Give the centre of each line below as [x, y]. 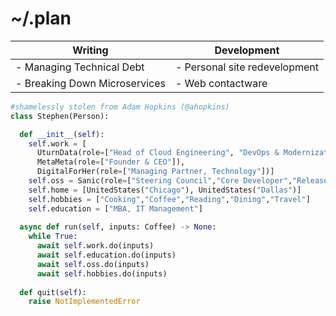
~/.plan [41, 18]
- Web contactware [221, 83]
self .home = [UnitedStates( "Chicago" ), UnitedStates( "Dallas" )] [165, 190]
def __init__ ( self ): [62, 134]
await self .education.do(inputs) [106, 255]
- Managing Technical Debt [80, 67]
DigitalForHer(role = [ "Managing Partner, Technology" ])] [155, 172]
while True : [53, 237]
